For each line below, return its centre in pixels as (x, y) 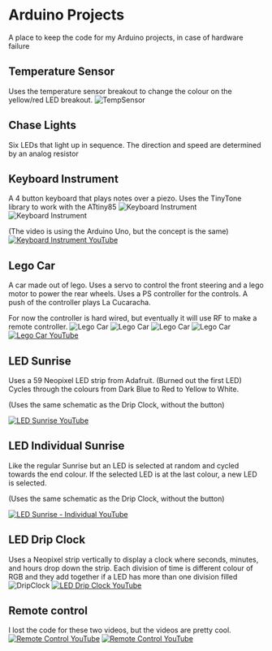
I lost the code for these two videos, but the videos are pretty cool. (120, 630)
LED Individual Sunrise (67, 446)
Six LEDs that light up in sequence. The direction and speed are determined (135, 144)
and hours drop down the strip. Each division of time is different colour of (131, 568)
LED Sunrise (40, 361)
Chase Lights (43, 125)
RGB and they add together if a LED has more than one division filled (123, 576)
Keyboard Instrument (64, 179)
